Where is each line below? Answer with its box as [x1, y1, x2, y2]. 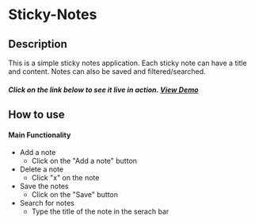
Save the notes [19, 181, 69, 191]
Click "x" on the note [31, 173, 100, 183]
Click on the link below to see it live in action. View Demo [8, 85, 200, 95]
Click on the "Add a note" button [31, 156, 137, 166]
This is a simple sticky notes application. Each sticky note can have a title [8, 58, 247, 68]
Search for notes [19, 199, 75, 208]
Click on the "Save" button [31, 190, 119, 199]
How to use [8, 107, 65, 121]
